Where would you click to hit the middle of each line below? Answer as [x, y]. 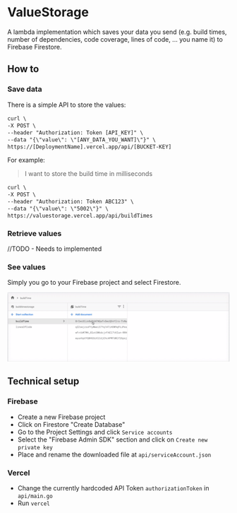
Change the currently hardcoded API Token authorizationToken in [113, 488]
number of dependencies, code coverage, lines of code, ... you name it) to [115, 39]
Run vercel [34, 503]
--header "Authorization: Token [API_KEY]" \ [75, 132]
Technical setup [43, 381]
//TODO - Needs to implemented [55, 249]
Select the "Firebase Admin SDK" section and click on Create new [113, 440]
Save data [25, 89]
